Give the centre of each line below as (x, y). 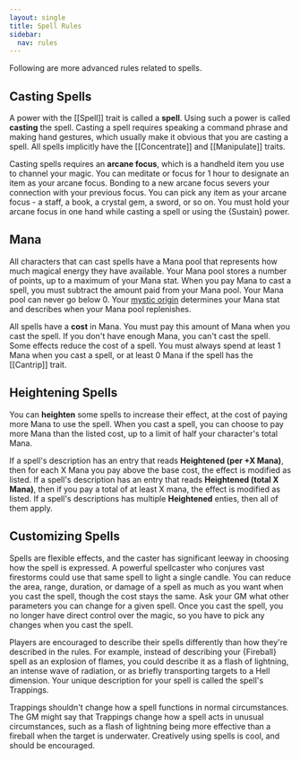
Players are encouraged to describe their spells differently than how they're (149, 642)
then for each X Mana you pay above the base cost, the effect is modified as (150, 470)
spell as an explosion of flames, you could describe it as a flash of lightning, (149, 661)
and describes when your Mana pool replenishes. (100, 309)
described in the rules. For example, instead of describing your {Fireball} (143, 651)
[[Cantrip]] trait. (38, 364)
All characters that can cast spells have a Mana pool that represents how (143, 261)
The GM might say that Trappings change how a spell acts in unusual (137, 716)
